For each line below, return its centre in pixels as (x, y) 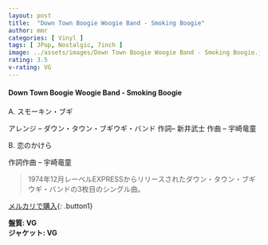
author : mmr (28, 30)
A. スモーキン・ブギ (41, 111)
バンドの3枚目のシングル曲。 (97, 189)
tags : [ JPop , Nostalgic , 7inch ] (66, 45)
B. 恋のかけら (30, 145)
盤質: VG (23, 223)
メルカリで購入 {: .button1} (51, 206)
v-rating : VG (30, 68)
